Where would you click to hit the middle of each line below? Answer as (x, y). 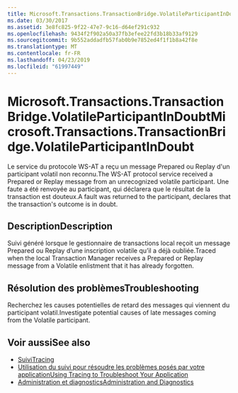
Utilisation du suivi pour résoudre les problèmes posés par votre (111, 367)
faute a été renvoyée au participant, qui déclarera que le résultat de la (109, 189)
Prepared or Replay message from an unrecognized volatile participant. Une (118, 181)
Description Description (60, 226)
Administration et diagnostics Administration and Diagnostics (106, 382)
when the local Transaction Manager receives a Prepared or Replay (106, 258)
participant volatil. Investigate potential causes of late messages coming (112, 313)
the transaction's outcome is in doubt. (63, 204)
